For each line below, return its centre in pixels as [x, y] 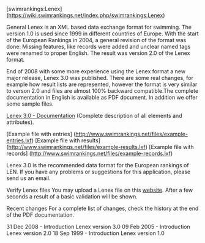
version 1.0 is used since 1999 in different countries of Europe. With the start [102, 34]
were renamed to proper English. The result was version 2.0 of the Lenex [98, 53]
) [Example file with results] [66, 140]
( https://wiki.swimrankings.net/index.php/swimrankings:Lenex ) [86, 15]
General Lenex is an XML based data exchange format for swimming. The [99, 27]
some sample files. [30, 104]
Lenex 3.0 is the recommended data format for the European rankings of [98, 165]
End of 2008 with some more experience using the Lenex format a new [96, 71]
